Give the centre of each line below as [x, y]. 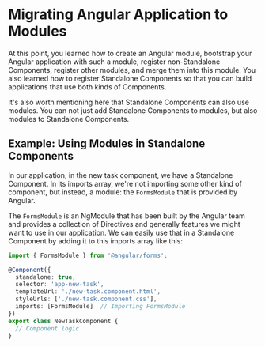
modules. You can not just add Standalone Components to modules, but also [133, 110]
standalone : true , [46, 277]
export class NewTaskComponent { [63, 321]
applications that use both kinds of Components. [87, 87]
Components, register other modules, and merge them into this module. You [132, 70]
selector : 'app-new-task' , [60, 285]
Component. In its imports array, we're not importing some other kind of [125, 183]
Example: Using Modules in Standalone [107, 144]
